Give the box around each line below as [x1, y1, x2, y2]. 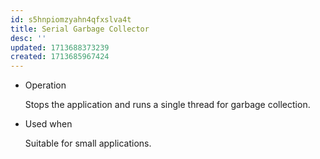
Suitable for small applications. [24, 137, 152, 150]
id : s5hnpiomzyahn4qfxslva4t [10, 14, 132, 25]
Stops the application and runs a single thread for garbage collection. [24, 99, 311, 111]
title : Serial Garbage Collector [10, 24, 150, 34]
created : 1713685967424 [10, 52, 110, 62]
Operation [24, 79, 67, 91]
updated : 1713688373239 [10, 42, 110, 53]
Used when [24, 118, 73, 130]
